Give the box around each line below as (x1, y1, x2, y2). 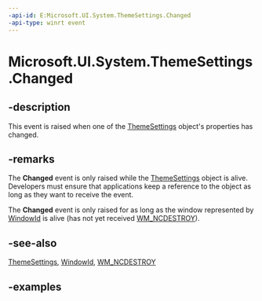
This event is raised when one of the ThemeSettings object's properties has (8, 121, 253, 130)
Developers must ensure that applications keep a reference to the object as (8, 182, 252, 191)
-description (8, 101, 71, 114)
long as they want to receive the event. (8, 190, 134, 200)
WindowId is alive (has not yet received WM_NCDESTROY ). (8, 214, 200, 223)
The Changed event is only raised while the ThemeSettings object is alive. (8, 174, 249, 183)
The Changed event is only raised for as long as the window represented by (8, 205, 254, 215)
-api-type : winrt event (8, 19, 86, 27)
